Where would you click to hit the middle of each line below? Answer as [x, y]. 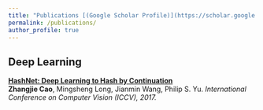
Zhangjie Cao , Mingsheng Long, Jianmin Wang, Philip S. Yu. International [127, 89]
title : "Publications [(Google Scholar [74, 15]
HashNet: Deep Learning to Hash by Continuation [91, 81]
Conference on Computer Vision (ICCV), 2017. [83, 97]
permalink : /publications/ [52, 23]
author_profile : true [44, 30]
